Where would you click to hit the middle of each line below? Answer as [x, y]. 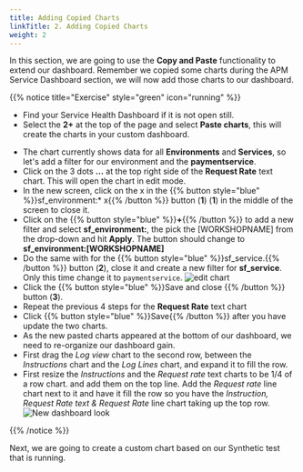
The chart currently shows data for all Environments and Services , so [154, 152]
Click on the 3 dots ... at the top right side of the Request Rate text [147, 171]
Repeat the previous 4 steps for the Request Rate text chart [135, 306]
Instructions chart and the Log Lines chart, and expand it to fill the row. [155, 365]
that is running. [38, 458]
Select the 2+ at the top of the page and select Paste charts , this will [152, 125]
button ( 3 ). [43, 297]
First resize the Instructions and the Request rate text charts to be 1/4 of [157, 375]
